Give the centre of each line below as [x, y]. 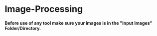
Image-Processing [44, 9]
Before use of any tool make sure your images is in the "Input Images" [78, 23]
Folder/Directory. [23, 28]
